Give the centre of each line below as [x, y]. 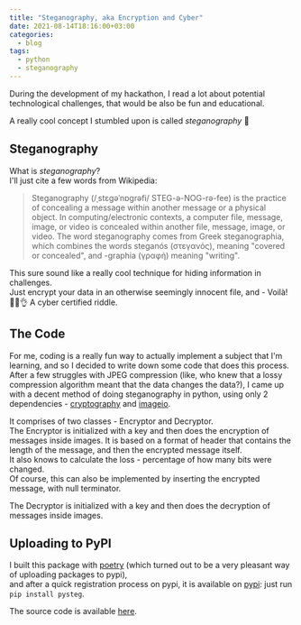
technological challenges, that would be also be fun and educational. [137, 103]
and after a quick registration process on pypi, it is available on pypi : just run [151, 584]
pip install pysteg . [47, 594]
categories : [32, 34]
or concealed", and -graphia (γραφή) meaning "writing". [136, 255]
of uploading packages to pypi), [68, 574]
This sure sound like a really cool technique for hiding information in [135, 272]
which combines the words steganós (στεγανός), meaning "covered [158, 245]
